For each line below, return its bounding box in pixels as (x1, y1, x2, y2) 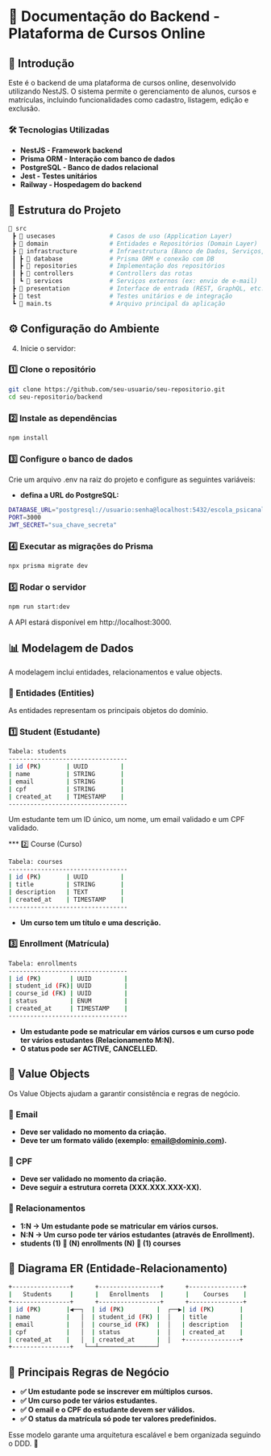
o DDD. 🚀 (8, 1439, 39, 1449)
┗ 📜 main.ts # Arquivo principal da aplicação (11, 299, 226, 307)
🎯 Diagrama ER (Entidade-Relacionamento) (8, 1262, 228, 1275)
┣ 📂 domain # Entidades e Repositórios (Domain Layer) (11, 240, 258, 248)
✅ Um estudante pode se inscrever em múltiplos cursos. (19, 1387, 214, 1396)
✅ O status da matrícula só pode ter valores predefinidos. (19, 1414, 217, 1424)
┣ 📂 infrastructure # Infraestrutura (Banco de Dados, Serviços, (11, 247, 265, 255)
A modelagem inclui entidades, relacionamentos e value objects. (8, 667, 223, 677)
